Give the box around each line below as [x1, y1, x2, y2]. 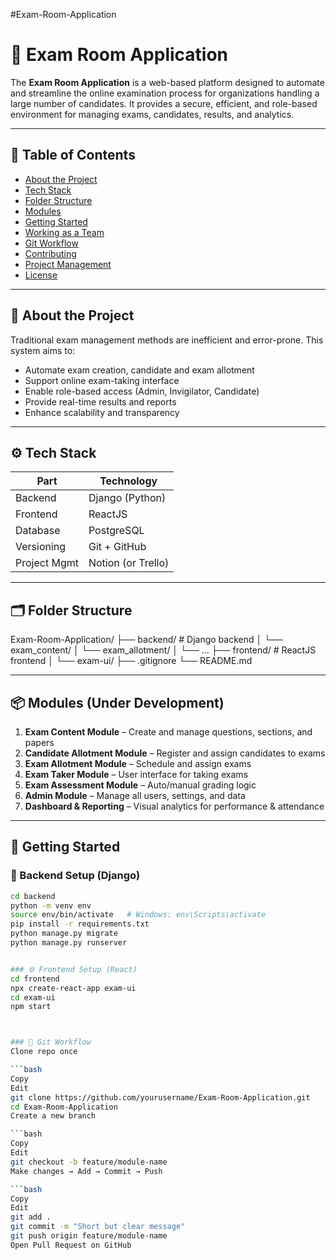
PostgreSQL [88, 524, 145, 538]
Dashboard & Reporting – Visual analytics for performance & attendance [24, 800, 325, 812]
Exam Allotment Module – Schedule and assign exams [24, 758, 252, 769]
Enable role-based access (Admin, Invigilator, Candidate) [24, 385, 260, 397]
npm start [10, 1002, 52, 1012]
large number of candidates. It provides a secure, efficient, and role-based [10, 97, 318, 109]
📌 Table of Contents [10, 147, 136, 164]
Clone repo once [10, 1047, 78, 1057]
